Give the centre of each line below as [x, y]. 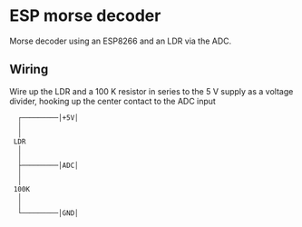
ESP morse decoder [85, 16]
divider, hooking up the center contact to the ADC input [112, 101]
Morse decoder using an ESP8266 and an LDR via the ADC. [121, 41]
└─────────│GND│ [48, 213]
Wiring [29, 69]
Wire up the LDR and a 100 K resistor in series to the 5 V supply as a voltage [151, 91]
